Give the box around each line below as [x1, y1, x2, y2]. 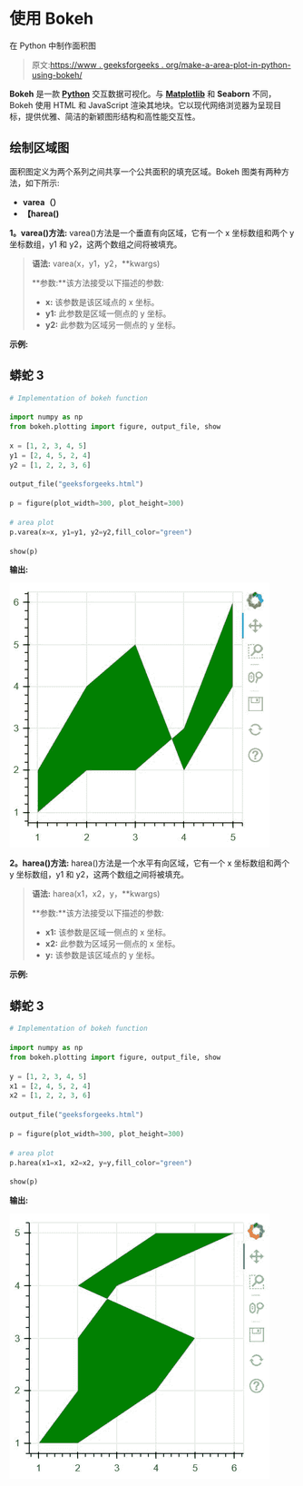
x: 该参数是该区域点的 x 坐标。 [44, 296, 160, 307]
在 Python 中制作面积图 [9, 40, 97, 51]
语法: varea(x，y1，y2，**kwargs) [31, 258, 161, 269]
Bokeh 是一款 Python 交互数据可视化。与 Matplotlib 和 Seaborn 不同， [9, 88, 277, 99]
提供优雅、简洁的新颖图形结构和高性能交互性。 [24, 111, 200, 122]
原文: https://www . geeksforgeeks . [31, 59, 164, 70]
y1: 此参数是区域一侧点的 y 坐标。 [44, 308, 171, 319]
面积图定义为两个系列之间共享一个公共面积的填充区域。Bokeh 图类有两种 [9, 165, 282, 177]
